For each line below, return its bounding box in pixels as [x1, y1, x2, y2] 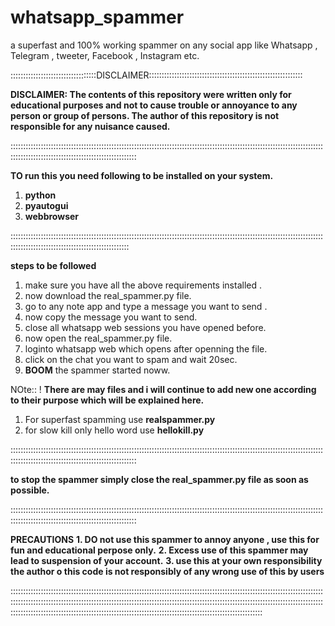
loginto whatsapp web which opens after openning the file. [24, 342, 268, 355]
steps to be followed [10, 259, 97, 271]
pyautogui [24, 199, 69, 211]
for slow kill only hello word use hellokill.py [24, 424, 205, 436]
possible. [10, 484, 50, 496]
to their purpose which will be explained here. [10, 394, 205, 406]
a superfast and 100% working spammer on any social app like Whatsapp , [10, 39, 318, 51]
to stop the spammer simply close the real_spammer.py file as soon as [10, 473, 309, 485]
